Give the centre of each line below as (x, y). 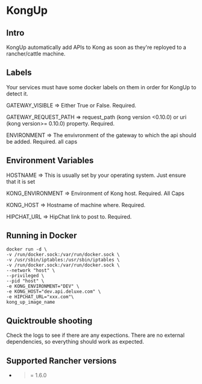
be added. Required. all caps (42, 141)
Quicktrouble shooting (49, 321)
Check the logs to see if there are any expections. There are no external (96, 335)
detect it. (17, 94)
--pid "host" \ (25, 281)
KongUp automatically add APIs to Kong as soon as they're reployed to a (96, 47)
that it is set (21, 181)
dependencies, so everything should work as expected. (75, 342)
